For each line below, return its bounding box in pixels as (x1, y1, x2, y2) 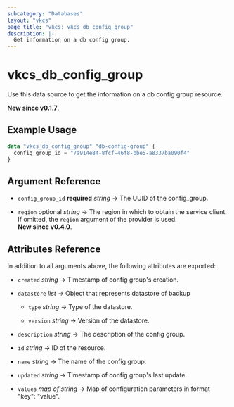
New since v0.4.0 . (17, 223, 72, 231)
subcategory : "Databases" (7, 10, 83, 18)
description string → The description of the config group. (17, 330, 185, 339)
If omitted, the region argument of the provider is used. (17, 215, 177, 224)
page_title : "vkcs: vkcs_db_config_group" (7, 23, 134, 30)
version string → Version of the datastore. (27, 316, 150, 325)
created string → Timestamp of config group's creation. (17, 275, 179, 284)
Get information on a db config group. (13, 37, 131, 44)
